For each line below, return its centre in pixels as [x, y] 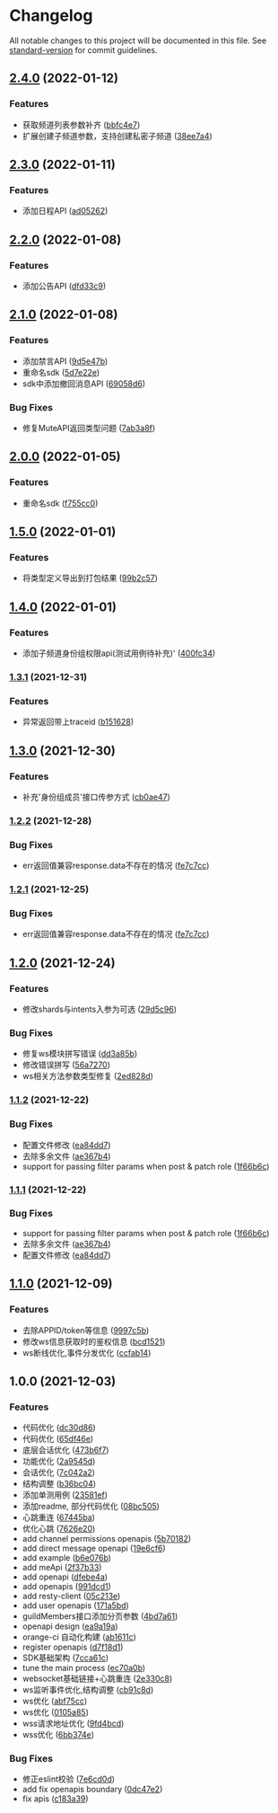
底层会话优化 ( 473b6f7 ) [65, 1450]
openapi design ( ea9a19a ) [70, 1626]
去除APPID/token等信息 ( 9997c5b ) [86, 1330]
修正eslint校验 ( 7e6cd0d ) [68, 1779]
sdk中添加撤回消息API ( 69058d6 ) [84, 384]
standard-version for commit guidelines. [83, 49]
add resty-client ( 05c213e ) [71, 1596]
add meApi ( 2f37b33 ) [62, 1568]
